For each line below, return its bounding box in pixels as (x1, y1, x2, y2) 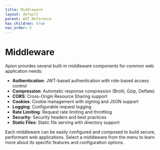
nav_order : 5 (5, 26, 32, 30)
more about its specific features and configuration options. (5, 140, 125, 146)
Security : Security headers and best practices (12, 114, 107, 120)
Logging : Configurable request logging (12, 104, 92, 110)
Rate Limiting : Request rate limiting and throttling (12, 109, 112, 115)
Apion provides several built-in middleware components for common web (5, 63, 154, 69)
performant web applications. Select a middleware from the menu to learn (5, 134, 155, 140)
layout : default (5, 12, 38, 17)
